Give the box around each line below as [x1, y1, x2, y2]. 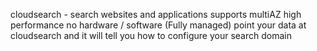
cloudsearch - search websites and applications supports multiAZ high [10, 9, 302, 20]
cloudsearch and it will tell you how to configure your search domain [10, 30, 292, 41]
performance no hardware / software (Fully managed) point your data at [10, 19, 307, 31]
